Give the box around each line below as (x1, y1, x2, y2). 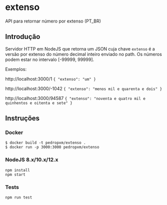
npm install (5, 167, 30, 172)
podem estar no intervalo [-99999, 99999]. (5, 56, 94, 62)
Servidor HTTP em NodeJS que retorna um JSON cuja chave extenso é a (5, 45, 155, 51)
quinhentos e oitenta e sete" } (5, 100, 72, 105)
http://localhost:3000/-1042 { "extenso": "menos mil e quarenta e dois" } (5, 85, 162, 91)
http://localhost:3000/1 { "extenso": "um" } (5, 75, 96, 81)
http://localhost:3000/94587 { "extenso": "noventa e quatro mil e (5, 95, 146, 101)
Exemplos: (5, 66, 26, 72)
